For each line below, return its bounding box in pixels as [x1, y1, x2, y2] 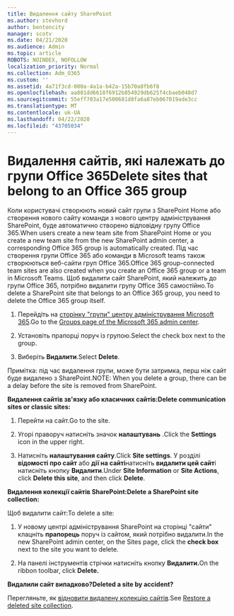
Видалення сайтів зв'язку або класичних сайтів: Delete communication [7, 395, 226, 404]
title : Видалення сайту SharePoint [7, 10, 112, 18]
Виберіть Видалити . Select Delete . [17, 353, 120, 361]
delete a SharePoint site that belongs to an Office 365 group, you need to [7, 289, 221, 297]
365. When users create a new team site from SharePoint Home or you [7, 229, 212, 237]
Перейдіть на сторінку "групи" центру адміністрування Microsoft [17, 310, 214, 319]
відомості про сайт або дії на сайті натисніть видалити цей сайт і [17, 459, 217, 467]
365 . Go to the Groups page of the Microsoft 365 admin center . [17, 318, 200, 326]
